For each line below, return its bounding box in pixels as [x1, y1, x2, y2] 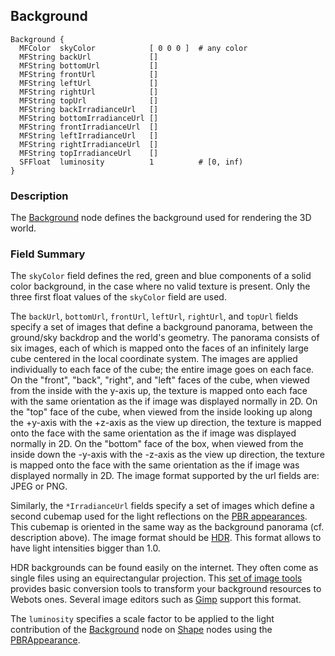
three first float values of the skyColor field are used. [10, 291, 227, 303]
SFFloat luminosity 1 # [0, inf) [19, 157, 244, 167]
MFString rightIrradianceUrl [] [19, 139, 159, 149]
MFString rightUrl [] [19, 87, 159, 97]
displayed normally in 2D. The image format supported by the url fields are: [10, 470, 320, 482]
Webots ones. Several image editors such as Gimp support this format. [10, 594, 302, 606]
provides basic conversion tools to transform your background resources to [10, 583, 322, 595]
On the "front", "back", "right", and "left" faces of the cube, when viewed [10, 374, 310, 386]
